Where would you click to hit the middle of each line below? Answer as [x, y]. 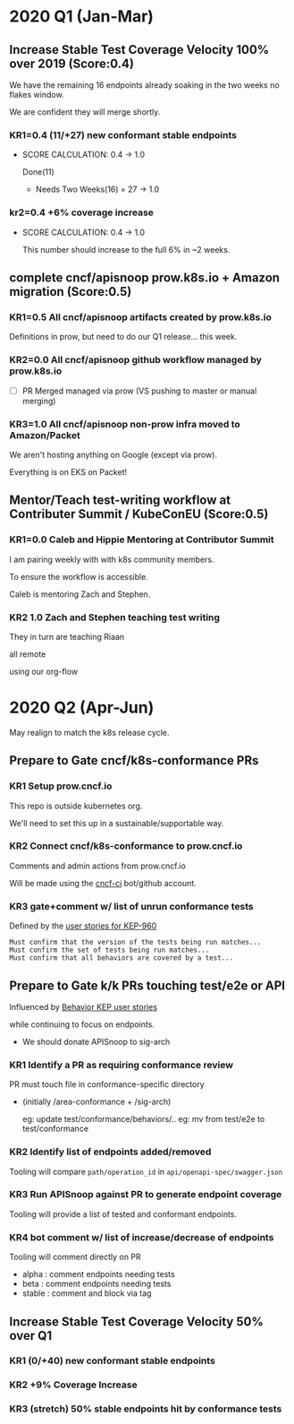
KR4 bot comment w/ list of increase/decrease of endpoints [142, 1237]
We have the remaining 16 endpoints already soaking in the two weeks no [144, 85]
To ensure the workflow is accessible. [79, 576]
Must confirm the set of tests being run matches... [109, 950]
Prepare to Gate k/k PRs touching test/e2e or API [147, 985]
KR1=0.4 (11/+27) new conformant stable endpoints [123, 134]
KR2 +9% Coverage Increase [73, 1385]
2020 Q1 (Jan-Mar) [82, 17]
